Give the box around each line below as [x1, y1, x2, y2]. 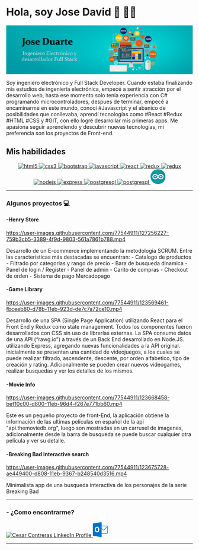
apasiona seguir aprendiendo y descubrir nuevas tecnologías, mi [6, 123, 165, 130]
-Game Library [6, 286, 43, 293]
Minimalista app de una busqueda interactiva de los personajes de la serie [6, 482, 187, 489]
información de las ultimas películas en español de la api [6, 418, 144, 425]
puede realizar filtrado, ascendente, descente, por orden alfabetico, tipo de [6, 354, 190, 361]
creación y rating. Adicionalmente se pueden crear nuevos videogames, [6, 361, 182, 368]
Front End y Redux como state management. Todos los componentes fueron [6, 323, 192, 330]
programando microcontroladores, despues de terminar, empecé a [6, 98, 169, 105]
